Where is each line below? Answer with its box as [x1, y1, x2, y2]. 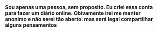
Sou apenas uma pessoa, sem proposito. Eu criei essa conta [5, 4, 153, 11]
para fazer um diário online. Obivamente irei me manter [5, 10, 141, 16]
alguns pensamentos [5, 22, 57, 28]
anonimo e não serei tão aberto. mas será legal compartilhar [5, 16, 153, 22]
